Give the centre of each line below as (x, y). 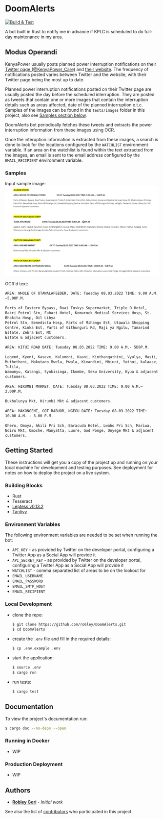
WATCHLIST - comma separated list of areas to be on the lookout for (79, 571)
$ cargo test (25, 692)
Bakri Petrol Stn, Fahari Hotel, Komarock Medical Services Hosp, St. (78, 313)
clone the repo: (27, 615)
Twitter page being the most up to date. (45, 79)
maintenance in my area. (39, 37)
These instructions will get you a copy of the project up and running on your (81, 462)
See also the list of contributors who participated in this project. (69, 811)
